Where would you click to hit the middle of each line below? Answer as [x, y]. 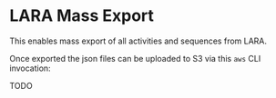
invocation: [31, 68]
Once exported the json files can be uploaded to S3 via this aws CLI [135, 58]
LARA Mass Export [82, 16]
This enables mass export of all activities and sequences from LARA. [138, 41]
